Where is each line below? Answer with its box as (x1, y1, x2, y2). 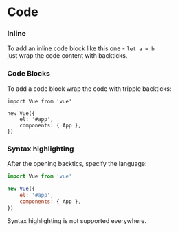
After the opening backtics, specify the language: (7, 160, 147, 168)
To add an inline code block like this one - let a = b (7, 44, 155, 52)
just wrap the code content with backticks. (7, 52, 128, 60)
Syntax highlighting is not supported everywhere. (7, 217, 147, 225)
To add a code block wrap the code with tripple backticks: (7, 84, 172, 93)
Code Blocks (7, 69, 50, 78)
